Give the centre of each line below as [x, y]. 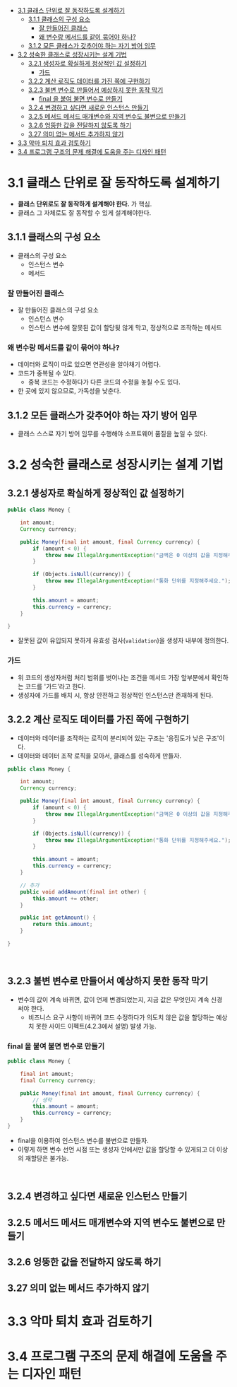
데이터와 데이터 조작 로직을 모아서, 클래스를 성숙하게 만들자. [99, 756]
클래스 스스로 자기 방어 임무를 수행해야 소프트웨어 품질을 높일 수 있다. [113, 434]
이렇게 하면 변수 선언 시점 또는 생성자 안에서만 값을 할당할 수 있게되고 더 [116, 1149]
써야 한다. [31, 1008]
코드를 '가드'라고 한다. [55, 686]
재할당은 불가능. [47, 1158]
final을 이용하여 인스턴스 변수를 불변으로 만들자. [83, 1140]
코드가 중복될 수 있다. [47, 373]
